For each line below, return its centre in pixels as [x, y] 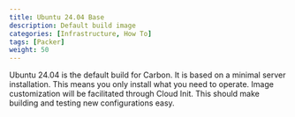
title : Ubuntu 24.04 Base [57, 17]
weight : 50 [29, 50]
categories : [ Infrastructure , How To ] [80, 33]
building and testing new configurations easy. [92, 103]
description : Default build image [73, 26]
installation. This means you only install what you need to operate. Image [141, 84]
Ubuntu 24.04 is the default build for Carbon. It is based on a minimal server [147, 75]
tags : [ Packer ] [37, 42]
